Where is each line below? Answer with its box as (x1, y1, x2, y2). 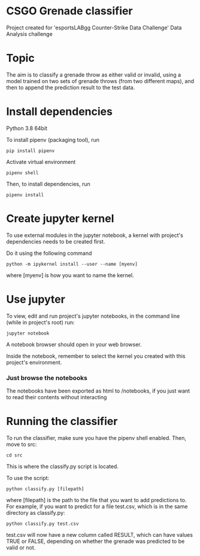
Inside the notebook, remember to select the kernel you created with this (6, 352, 186, 360)
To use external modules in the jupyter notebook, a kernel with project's (6, 232, 184, 239)
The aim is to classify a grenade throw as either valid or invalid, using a (6, 71, 181, 78)
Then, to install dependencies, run (6, 180, 91, 187)
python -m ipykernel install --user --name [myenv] (6, 261, 138, 267)
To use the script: (6, 474, 50, 481)
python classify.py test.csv (6, 521, 79, 527)
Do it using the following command (6, 250, 92, 257)
